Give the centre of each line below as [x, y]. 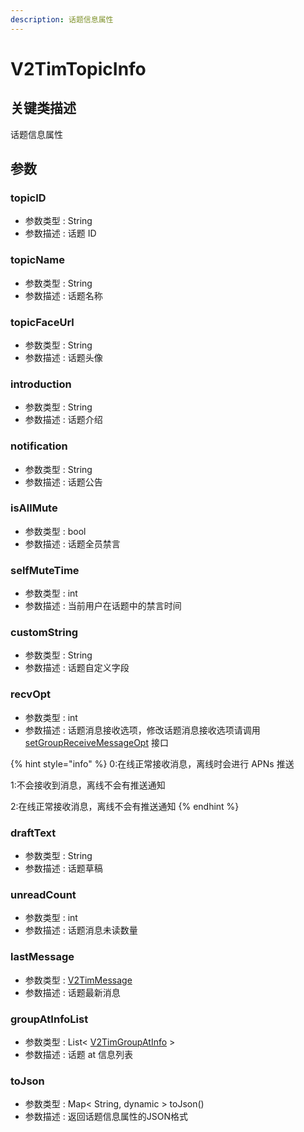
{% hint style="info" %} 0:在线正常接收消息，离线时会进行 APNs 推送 [152, 763]
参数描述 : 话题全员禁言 [72, 543]
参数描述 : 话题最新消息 [72, 992]
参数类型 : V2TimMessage [78, 980]
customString [44, 633]
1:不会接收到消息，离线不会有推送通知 [88, 785]
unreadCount [43, 894]
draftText [33, 833]
